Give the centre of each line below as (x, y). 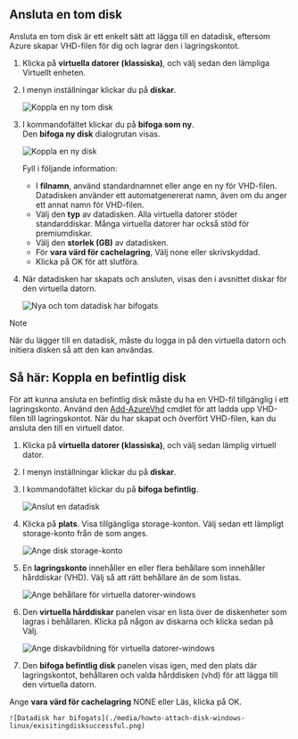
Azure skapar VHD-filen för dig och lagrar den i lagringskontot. (124, 46)
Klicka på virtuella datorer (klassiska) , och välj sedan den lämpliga (146, 62)
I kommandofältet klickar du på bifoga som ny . (108, 124)
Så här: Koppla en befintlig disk (98, 378)
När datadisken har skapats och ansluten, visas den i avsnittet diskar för (154, 278)
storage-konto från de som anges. (85, 533)
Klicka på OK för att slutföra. (87, 262)
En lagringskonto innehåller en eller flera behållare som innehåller (144, 568)
